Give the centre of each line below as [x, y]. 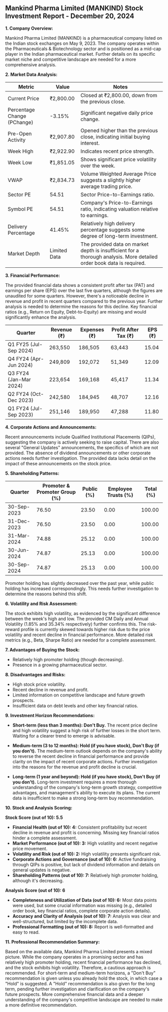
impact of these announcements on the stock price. [58, 463]
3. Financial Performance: [32, 275]
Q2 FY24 [18, 394]
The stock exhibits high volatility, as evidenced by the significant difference [83, 613]
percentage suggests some [113, 230]
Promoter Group [56, 492]
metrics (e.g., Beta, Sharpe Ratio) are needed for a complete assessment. [81, 640]
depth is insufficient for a [110, 250]
